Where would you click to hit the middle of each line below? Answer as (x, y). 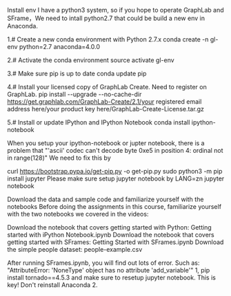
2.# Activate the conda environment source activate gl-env (91, 60)
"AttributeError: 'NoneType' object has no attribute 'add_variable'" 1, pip (109, 270)
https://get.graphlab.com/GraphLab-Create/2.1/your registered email (104, 102)
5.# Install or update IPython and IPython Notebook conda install (99, 122)
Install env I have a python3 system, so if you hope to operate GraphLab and (115, 10)
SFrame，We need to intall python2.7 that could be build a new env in (106, 18)
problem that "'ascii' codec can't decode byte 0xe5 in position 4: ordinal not (115, 150)
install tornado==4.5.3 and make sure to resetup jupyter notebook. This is (111, 277)
